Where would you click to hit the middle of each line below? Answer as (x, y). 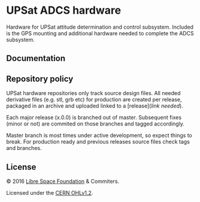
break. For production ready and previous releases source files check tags (98, 142)
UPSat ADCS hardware (64, 10)
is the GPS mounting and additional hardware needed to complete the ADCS (100, 33)
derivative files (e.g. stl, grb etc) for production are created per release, (94, 100)
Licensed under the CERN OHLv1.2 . (50, 192)
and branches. (24, 148)
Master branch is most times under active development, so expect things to (99, 136)
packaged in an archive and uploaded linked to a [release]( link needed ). (95, 106)
